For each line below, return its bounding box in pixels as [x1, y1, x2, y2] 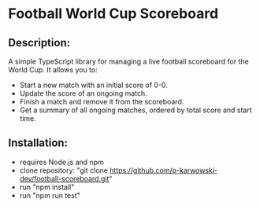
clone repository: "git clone [19, 166, 109, 175]
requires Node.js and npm [19, 157, 104, 166]
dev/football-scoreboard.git [19, 173, 110, 183]
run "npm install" [19, 182, 75, 192]
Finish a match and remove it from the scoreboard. [19, 97, 184, 106]
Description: [8, 36, 71, 49]
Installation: [8, 137, 69, 150]
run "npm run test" [19, 190, 80, 200]
